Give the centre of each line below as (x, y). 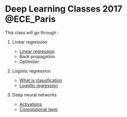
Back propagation (37, 56)
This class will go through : (32, 32)
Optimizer (29, 61)
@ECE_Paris (30, 19)
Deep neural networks (34, 95)
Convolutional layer (39, 109)
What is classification (41, 80)
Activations (31, 104)
